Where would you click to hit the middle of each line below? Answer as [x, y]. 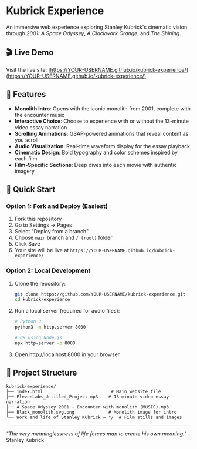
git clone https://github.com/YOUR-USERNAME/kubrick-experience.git [100, 294]
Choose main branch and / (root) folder [63, 238]
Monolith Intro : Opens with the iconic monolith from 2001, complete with [102, 108]
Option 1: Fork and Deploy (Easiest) [57, 206]
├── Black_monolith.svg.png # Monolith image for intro [91, 412]
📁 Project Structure [42, 373]
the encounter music [40, 115]
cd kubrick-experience [42, 300]
